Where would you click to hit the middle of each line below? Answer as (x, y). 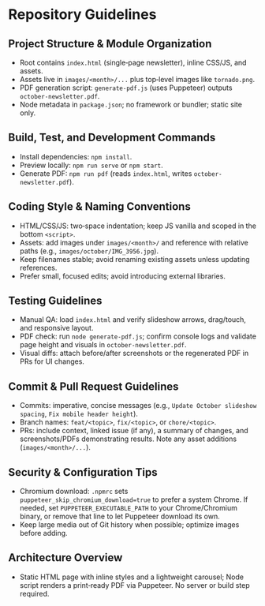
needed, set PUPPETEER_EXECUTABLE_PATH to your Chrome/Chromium (129, 508)
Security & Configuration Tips (83, 472)
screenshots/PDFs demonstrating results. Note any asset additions (128, 439)
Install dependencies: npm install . (76, 156)
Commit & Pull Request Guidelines (93, 386)
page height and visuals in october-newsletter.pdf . (103, 345)
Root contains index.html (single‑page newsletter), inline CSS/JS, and (133, 62)
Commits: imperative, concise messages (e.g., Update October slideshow (138, 406)
